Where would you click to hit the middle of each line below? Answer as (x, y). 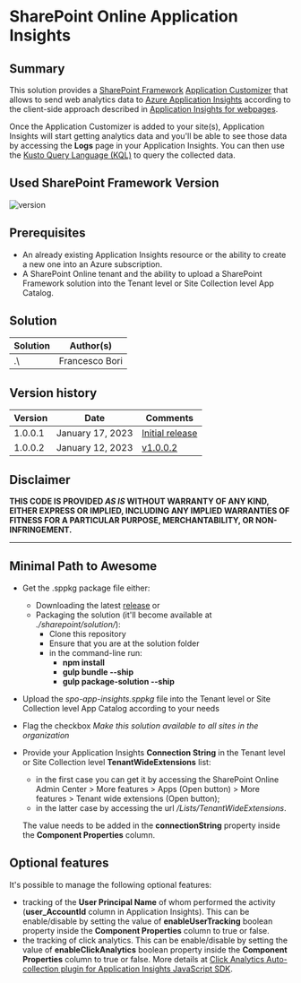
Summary (37, 69)
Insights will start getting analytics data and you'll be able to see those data (148, 136)
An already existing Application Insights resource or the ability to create (154, 254)
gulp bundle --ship (98, 672)
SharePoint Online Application (124, 17)
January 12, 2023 (95, 448)
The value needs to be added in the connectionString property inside (151, 825)
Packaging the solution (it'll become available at (124, 615)
